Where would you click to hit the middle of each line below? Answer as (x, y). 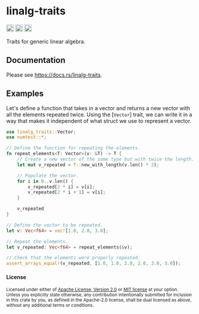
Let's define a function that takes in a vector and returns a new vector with (98, 108)
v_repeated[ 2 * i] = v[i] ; (61, 187)
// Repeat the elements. (37, 241)
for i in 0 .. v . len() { (45, 181)
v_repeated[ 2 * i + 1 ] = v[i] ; (67, 192)
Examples (25, 94)
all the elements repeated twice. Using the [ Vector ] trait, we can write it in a (99, 114)
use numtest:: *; (26, 137)
